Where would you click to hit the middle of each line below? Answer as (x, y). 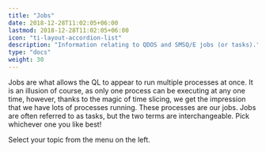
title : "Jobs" (32, 15)
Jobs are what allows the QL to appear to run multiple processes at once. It (131, 82)
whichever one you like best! (55, 124)
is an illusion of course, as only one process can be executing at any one (127, 90)
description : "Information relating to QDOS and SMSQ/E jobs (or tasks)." (134, 45)
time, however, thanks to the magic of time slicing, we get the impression (127, 99)
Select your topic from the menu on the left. (79, 139)
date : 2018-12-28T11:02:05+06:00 (63, 23)
